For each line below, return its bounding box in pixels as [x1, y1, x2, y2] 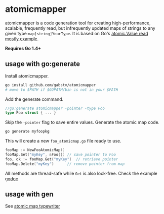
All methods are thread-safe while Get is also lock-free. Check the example [5, 170, 158, 176]
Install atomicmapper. [5, 73, 49, 79]
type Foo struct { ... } [5, 110, 56, 115]
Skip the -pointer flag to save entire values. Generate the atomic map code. [5, 119, 160, 125]
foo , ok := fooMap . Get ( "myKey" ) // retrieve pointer [5, 156, 119, 162]
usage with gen [5, 190, 53, 199]
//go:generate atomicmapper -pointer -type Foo [5, 106, 105, 111]
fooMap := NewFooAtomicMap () [5, 147, 65, 152]
